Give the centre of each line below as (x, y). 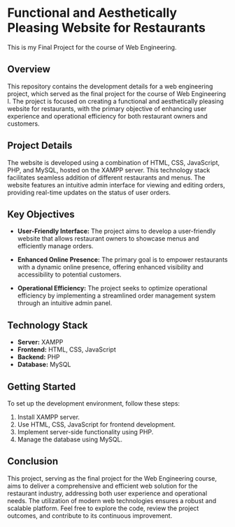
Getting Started (42, 386)
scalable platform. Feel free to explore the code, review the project (103, 508)
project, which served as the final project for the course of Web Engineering (116, 93)
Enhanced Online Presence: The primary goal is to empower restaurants (122, 260)
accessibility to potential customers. (69, 274)
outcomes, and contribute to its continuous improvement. (90, 515)
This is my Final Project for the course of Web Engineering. (92, 47)
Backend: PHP (39, 357)
